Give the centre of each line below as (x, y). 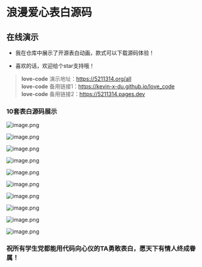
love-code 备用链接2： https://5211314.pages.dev (83, 94)
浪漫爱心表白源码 (49, 13)
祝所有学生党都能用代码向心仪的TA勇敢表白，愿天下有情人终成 (98, 249)
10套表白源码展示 (32, 111)
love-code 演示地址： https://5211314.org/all (76, 79)
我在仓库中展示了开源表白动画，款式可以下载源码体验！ (85, 53)
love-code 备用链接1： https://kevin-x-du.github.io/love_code (98, 86)
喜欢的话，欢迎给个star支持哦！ (55, 66)
